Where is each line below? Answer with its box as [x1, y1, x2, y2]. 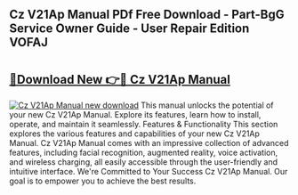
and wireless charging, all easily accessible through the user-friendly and [9, 157, 278, 167]
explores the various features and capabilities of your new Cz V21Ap [9, 128, 261, 139]
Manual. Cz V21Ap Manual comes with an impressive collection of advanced [9, 138, 289, 148]
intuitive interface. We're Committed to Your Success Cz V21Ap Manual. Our [9, 167, 288, 176]
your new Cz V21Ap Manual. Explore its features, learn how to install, [9, 110, 262, 119]
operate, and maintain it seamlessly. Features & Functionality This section [9, 119, 278, 129]
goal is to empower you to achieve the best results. [9, 175, 197, 186]
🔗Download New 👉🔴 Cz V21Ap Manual [9, 71, 231, 87]
